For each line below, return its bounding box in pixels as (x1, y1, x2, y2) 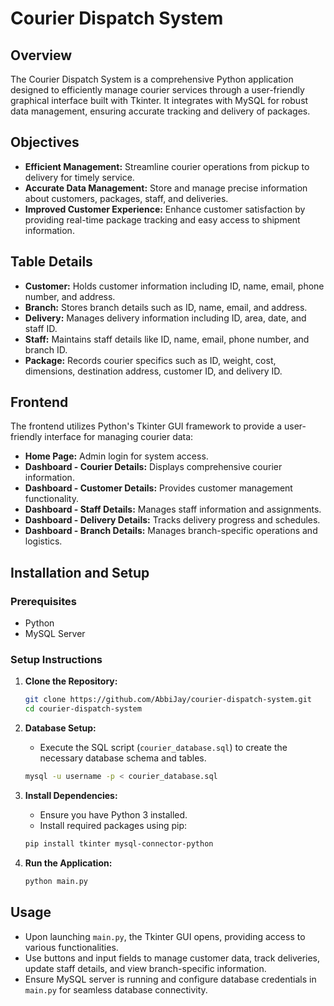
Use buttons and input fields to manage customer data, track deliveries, (24, 952, 321, 964)
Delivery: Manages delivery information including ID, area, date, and (24, 312, 307, 324)
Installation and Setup (10, 564, 150, 581)
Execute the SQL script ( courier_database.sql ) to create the (39, 742, 288, 754)
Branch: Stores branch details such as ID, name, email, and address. (24, 301, 308, 313)
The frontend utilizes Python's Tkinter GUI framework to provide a (10, 420, 283, 432)
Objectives (10, 134, 80, 151)
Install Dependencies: (24, 790, 118, 802)
